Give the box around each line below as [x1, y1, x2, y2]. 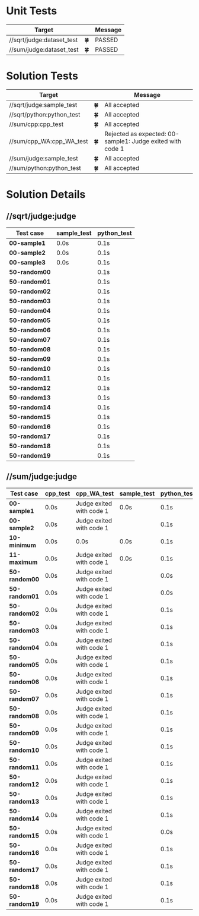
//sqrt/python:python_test [9, 110, 81, 118]
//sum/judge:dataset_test [9, 45, 79, 53]
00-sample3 [9, 258, 46, 266]
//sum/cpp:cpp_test [9, 120, 64, 128]
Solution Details [6, 188, 86, 202]
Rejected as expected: [104, 130, 167, 138]
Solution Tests [6, 70, 79, 83]
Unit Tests [6, 4, 57, 18]
